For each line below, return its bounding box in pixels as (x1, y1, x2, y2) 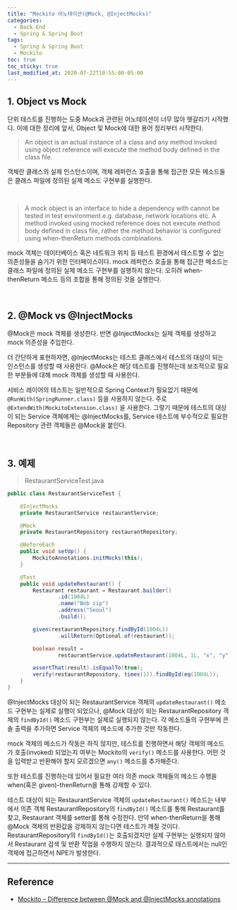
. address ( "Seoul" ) (57, 607, 112, 614)
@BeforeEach (20, 541, 55, 549)
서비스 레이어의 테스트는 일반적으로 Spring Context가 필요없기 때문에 (7, 386, 198, 394)
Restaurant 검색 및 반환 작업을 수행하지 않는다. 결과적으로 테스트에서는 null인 (14, 839, 228, 848)
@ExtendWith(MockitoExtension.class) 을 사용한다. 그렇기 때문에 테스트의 (7, 404, 214, 412)
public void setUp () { (20, 548, 87, 555)
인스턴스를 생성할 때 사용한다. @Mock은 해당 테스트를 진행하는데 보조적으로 (7, 362, 217, 370)
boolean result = (32, 645, 83, 653)
